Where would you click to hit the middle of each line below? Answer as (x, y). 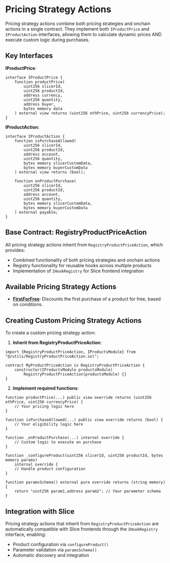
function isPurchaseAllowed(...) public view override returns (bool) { (84, 420)
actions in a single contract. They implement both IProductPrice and (77, 29)
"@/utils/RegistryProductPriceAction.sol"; (52, 356)
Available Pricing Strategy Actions (61, 287)
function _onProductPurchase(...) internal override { (65, 438)
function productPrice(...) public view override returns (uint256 (79, 398)
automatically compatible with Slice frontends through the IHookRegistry (82, 529)
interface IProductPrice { (34, 78)
